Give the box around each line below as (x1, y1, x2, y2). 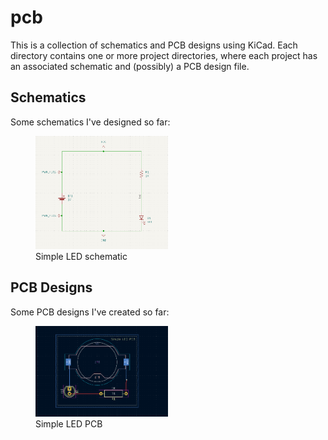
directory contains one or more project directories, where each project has (10, 49, 318, 61)
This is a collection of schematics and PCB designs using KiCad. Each (10, 39, 298, 51)
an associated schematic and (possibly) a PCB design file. (10, 60, 250, 72)
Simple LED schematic (35, 251, 128, 263)
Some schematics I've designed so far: (10, 116, 171, 128)
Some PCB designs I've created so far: (10, 306, 170, 318)
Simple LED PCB (35, 418, 103, 430)
